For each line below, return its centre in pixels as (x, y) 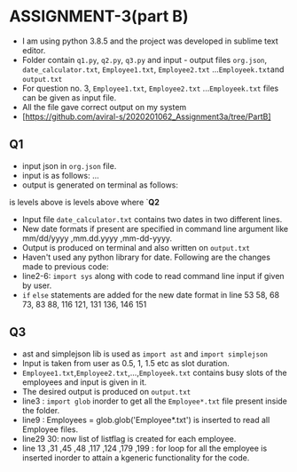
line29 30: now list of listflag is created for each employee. (129, 438)
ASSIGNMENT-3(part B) (99, 16)
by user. (37, 285)
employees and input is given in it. (84, 382)
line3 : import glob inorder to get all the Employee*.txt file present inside (155, 401)
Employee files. (50, 429)
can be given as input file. (69, 97)
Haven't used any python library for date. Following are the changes (146, 257)
